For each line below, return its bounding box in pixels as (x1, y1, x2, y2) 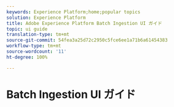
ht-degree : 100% (6, 54, 48, 60)
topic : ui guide (6, 26, 48, 32)
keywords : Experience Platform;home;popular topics (6, 9, 140, 15)
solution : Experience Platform (6, 15, 86, 21)
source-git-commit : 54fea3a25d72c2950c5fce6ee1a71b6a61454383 (6, 37, 168, 43)
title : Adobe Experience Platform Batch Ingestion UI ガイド (6, 20, 162, 26)
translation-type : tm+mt (6, 32, 70, 38)
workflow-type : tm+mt (6, 43, 62, 49)
